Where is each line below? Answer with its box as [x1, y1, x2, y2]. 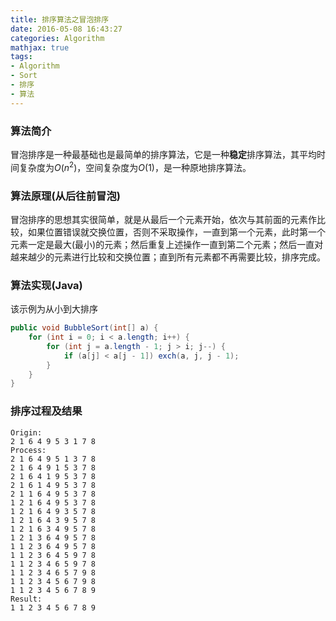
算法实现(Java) [10, 278, 83, 292]
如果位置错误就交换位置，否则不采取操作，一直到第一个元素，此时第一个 [27, 226, 326, 238]
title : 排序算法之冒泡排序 [10, 14, 110, 25]
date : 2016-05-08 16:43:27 [10, 24, 123, 34]
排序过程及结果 [10, 404, 83, 418]
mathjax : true [10, 42, 70, 53]
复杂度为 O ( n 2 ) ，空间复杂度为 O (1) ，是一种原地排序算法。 [18, 159, 252, 173]
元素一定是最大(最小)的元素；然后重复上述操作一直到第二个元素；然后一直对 [10, 238, 324, 250]
